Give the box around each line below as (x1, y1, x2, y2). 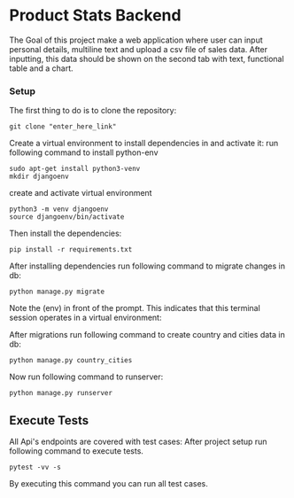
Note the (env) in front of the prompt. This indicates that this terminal (9, 303, 261, 314)
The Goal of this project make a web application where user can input (9, 35, 263, 45)
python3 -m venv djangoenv (9, 205, 109, 214)
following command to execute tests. (9, 446, 144, 456)
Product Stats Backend (9, 5, 182, 26)
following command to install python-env (9, 147, 159, 158)
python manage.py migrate (9, 287, 104, 297)
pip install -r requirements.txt (9, 245, 133, 254)
